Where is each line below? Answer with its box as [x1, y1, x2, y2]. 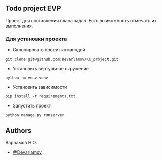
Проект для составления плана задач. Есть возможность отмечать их [5, 17, 157, 23]
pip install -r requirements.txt [5, 94, 76, 99]
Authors [5, 126, 32, 135]
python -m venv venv [5, 75, 49, 80]
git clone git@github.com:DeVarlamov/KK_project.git [5, 57, 119, 62]
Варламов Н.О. [5, 139, 37, 145]
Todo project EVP [5, 4, 61, 13]
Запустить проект [12, 103, 51, 109]
